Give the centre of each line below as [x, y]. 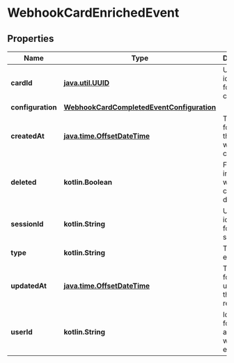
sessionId [27, 224]
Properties [31, 39]
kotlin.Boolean [88, 182]
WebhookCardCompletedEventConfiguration [140, 107]
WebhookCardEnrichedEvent [93, 13]
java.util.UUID [87, 83]
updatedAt [29, 286]
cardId [22, 83]
